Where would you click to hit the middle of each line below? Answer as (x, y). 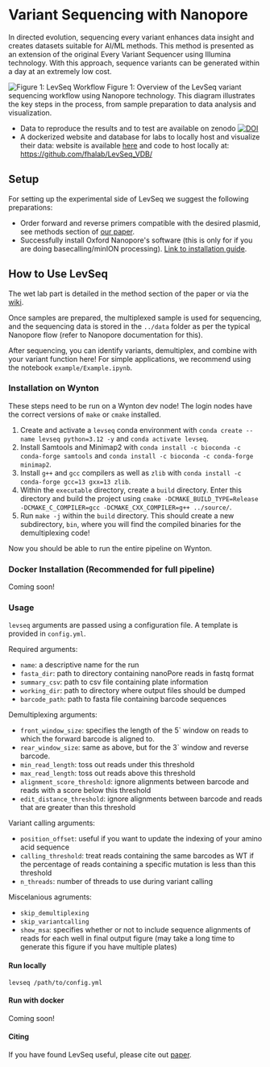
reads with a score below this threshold (85, 791)
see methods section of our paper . (77, 231)
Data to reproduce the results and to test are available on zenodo (128, 128)
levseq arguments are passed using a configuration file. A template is (123, 625)
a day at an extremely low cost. (60, 71)
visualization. (30, 112)
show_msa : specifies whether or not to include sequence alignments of (135, 930)
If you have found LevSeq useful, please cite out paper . (100, 1055)
